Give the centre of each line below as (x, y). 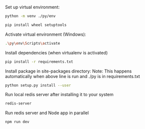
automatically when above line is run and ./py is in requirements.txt (73, 76)
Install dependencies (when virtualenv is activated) (56, 52)
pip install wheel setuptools (36, 25)
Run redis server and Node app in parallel (47, 113)
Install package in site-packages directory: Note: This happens (69, 71)
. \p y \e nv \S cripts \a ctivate (33, 43)
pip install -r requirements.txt (39, 62)
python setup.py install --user (38, 85)
